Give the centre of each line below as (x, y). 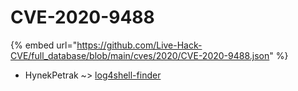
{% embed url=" (44, 45)
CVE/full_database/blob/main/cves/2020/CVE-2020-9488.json (140, 55)
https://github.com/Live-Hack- (139, 45)
